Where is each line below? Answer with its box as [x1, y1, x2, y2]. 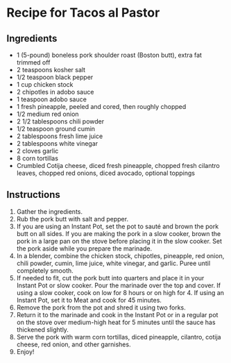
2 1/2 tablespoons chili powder [16, 117, 105, 126]
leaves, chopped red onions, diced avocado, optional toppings [16, 169, 196, 177]
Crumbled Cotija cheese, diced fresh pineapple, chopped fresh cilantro [16, 162, 220, 169]
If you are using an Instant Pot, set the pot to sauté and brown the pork [16, 222, 219, 230]
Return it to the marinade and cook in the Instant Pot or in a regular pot [16, 310, 219, 319]
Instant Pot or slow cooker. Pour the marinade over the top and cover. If [16, 281, 221, 289]
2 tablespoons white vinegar [16, 140, 99, 147]
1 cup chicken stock [16, 81, 74, 88]
